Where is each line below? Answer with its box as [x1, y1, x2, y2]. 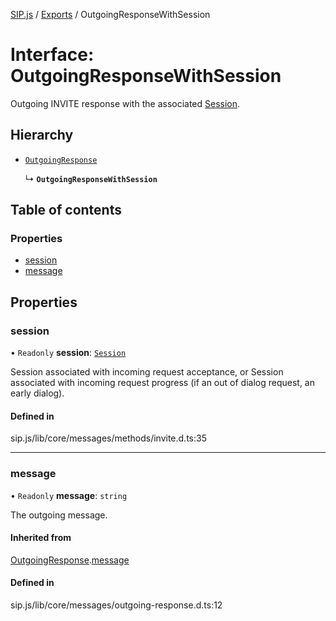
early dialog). [10, 387, 65, 399]
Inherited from [10, 532, 72, 544]
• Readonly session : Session [10, 347, 127, 359]
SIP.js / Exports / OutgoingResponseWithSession [10, 9, 211, 20]
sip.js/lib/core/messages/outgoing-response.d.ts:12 [10, 599, 223, 611]
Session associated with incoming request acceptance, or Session [10, 366, 284, 378]
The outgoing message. [10, 509, 108, 521]
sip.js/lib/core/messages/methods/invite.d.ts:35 [10, 432, 207, 444]
